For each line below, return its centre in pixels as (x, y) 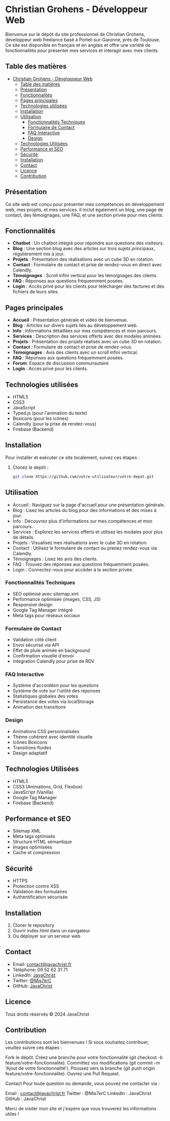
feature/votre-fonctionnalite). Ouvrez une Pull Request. (63, 1074)
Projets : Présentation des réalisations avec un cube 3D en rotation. (83, 259)
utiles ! (12, 1114)
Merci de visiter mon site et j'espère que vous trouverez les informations (81, 1109)
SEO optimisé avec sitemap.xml (45, 594)
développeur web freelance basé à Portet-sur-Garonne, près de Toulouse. (83, 40)
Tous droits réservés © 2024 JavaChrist (47, 1014)
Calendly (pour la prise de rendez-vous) (54, 424)
